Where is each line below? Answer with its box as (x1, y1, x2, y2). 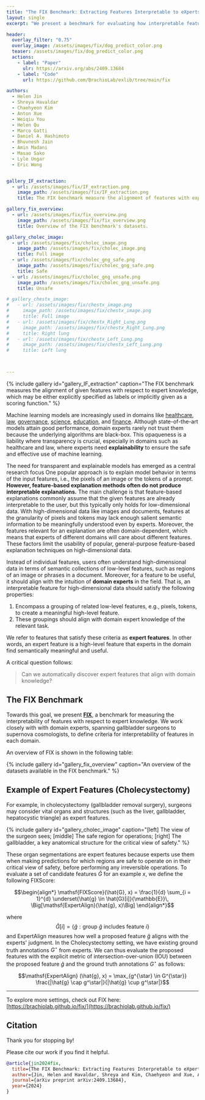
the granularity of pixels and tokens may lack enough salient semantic (6, 514, 182, 521)
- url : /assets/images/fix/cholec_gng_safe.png (12, 257, 135, 263)
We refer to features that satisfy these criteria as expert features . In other (6, 634, 192, 641)
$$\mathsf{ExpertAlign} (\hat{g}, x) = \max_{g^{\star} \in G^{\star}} (18, 972, 187, 979)
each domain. (6, 737, 41, 744)
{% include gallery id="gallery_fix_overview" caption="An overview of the (6, 760, 191, 768)
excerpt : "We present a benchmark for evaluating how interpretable (6, 20, 184, 26)
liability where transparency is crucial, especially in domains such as (6, 437, 178, 445)
